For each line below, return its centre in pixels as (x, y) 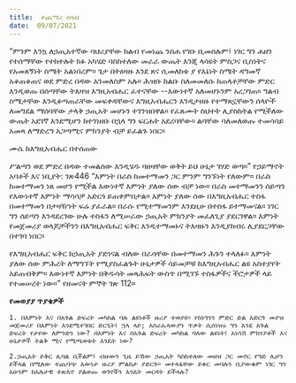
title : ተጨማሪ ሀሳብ (44, 17)
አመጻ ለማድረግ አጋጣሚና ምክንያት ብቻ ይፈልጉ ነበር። (87, 130)
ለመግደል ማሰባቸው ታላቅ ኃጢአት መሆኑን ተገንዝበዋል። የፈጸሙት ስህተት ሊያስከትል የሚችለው (147, 111)
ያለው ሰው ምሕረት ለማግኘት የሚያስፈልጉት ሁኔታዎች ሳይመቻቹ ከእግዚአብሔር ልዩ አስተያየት (145, 263)
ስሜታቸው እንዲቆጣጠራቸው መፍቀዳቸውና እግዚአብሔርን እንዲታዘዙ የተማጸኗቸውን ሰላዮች (143, 100)
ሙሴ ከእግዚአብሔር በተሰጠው (53, 148)
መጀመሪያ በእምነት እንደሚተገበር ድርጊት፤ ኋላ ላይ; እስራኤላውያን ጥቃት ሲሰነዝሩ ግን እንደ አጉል (139, 325)
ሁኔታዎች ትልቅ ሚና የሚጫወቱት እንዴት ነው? (71, 341)
